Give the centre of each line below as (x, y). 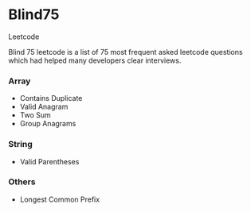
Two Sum (35, 115)
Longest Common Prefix (60, 199)
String (21, 145)
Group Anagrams (48, 124)
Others (22, 182)
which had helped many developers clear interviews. (95, 60)
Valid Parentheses (49, 161)
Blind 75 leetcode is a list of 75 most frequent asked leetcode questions (125, 52)
